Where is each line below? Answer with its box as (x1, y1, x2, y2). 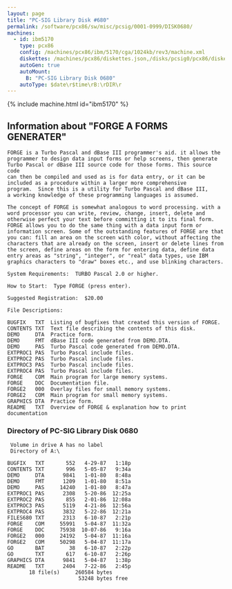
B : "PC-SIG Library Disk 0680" (25, 74, 116, 82)
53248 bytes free (78, 575, 128, 582)
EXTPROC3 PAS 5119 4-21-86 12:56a (7, 502, 131, 509)
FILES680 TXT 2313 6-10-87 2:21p (7, 514, 131, 522)
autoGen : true (19, 62, 60, 69)
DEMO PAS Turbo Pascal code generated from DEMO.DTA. (7, 344, 181, 351)
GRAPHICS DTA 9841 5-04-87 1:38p (7, 557, 131, 564)
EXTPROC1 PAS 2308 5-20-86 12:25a (7, 490, 131, 498)
